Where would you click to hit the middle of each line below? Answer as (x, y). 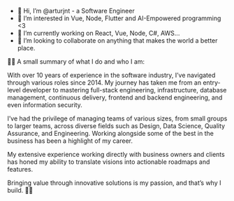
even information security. (45, 105)
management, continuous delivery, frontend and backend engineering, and (115, 97)
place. (26, 48)
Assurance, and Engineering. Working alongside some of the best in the (111, 133)
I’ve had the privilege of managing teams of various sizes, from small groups (117, 118)
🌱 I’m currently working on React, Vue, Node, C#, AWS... (98, 33)
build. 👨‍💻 (20, 190)
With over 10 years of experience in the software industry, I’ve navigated (111, 75)
